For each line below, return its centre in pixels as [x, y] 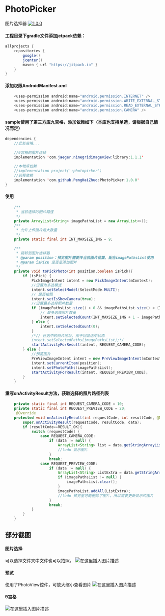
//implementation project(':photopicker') [58, 171]
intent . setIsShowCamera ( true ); [63, 299]
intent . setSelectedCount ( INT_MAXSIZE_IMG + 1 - [90, 317]
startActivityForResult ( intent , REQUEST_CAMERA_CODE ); [89, 345]
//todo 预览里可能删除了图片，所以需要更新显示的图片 [106, 496]
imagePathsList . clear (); [92, 482]
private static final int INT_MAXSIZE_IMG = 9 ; [63, 239]
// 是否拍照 [42, 294]
